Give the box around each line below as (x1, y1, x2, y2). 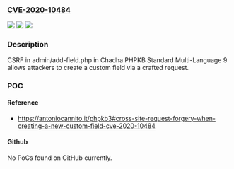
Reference (7, 98, 39, 107)
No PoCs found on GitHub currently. (7, 153, 112, 162)
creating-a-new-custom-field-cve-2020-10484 (17, 122, 156, 130)
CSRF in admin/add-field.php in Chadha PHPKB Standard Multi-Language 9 (7, 55, 228, 64)
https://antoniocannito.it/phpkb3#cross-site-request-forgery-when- (17, 114, 216, 122)
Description (7, 40, 49, 49)
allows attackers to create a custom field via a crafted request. (7, 63, 189, 71)
